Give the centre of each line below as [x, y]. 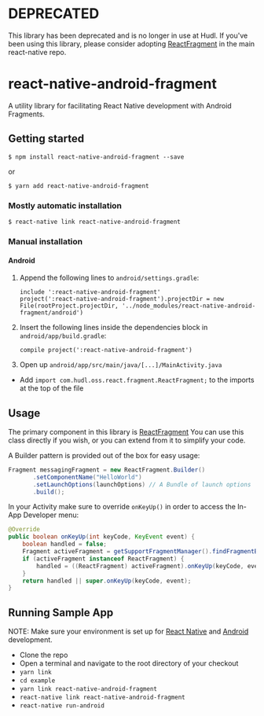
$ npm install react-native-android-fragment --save [96, 157]
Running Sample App [61, 613]
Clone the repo [44, 655]
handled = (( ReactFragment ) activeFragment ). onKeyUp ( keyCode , [140, 566]
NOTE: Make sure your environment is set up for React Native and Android [128, 632]
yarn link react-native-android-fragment [88, 689]
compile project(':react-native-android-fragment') [106, 351]
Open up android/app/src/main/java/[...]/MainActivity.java [121, 365]
